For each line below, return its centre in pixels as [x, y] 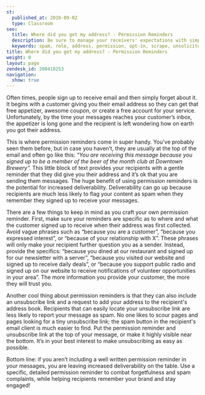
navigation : [21, 75]
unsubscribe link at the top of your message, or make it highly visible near [99, 334]
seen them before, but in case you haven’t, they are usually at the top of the [102, 149]
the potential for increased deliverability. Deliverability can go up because [99, 188]
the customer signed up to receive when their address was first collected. [99, 225]
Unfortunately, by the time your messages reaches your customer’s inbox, [99, 117]
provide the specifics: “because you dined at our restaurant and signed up [100, 251]
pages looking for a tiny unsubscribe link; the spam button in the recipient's [101, 322]
